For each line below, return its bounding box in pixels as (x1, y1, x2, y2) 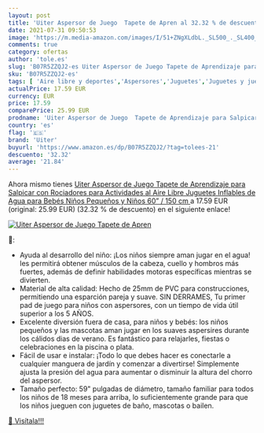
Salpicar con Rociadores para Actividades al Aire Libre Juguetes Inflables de (8, 188, 256, 198)
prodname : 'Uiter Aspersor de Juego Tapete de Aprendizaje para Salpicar (8, 114, 258, 122)
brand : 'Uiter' (8, 135, 58, 144)
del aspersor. (19, 376, 63, 386)
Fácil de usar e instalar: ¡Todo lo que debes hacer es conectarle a (19, 351, 231, 361)
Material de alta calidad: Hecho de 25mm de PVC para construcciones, (19, 284, 250, 294)
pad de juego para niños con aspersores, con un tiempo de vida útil (19, 301, 239, 310)
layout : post (8, 11, 51, 20)
